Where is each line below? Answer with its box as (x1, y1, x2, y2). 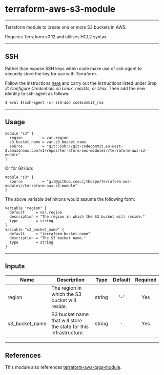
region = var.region (9, 135, 69, 140)
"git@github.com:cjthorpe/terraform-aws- (46, 179, 132, 184)
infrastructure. (51, 329, 84, 336)
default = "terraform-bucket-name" (9, 231, 91, 236)
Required (135, 277, 157, 283)
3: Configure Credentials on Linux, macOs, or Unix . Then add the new (5, 85, 145, 91)
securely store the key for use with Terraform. (5, 70, 98, 76)
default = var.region (9, 210, 62, 215)
